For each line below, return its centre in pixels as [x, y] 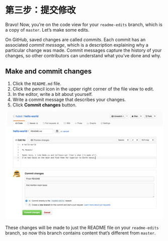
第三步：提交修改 [41, 10]
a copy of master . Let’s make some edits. [47, 30]
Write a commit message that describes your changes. [69, 99]
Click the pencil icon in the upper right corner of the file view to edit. [83, 89]
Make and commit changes [49, 72]
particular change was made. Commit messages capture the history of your [83, 50]
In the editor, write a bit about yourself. [53, 94]
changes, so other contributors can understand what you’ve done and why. [83, 55]
